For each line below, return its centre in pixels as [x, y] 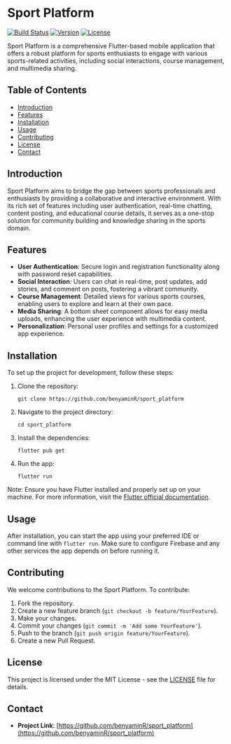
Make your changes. [47, 618]
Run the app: [36, 464]
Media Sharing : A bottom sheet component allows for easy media [112, 311]
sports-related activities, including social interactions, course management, [116, 60]
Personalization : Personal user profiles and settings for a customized [118, 326]
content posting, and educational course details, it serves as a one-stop [111, 213]
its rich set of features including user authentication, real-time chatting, [110, 205]
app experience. [41, 333]
